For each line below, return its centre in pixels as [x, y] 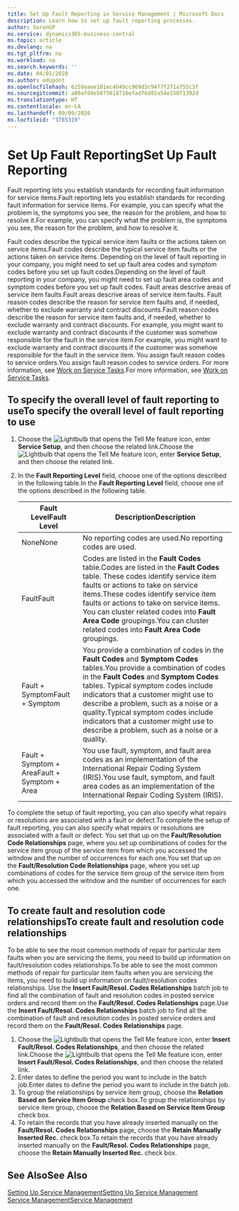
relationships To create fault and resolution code [116, 922]
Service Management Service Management [70, 1200]
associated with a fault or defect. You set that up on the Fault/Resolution [115, 835]
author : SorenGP [31, 27]
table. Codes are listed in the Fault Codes [151, 568]
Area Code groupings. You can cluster [146, 621]
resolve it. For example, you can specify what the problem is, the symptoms [117, 220]
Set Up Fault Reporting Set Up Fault [112, 155]
